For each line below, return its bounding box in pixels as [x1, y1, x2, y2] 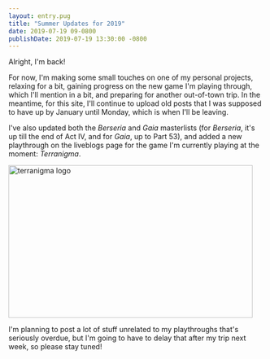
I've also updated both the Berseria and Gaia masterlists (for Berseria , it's [8, 123, 255, 133]
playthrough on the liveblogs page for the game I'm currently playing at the [8, 140, 260, 151]
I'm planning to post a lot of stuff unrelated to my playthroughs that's [8, 325, 239, 335]
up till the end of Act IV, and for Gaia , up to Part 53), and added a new [8, 132, 242, 142]
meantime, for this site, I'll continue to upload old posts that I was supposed [8, 99, 262, 108]
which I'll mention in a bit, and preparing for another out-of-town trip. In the [8, 90, 261, 100]
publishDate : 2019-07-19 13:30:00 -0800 [8, 34, 148, 43]
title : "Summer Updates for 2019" [8, 20, 126, 28]
